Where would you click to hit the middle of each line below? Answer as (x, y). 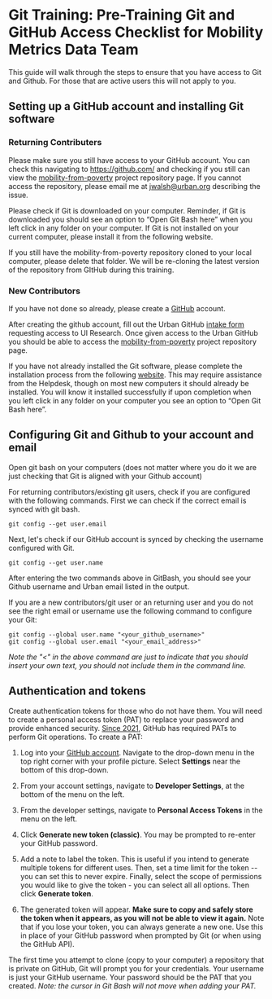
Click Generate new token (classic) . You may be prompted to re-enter (138, 834)
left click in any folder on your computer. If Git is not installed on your (124, 228)
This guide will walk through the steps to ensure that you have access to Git (135, 72)
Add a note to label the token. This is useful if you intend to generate (135, 859)
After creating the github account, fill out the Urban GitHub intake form (127, 324)
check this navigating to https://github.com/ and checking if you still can (129, 169)
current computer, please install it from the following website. (111, 236)
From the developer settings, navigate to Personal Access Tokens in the (141, 810)
